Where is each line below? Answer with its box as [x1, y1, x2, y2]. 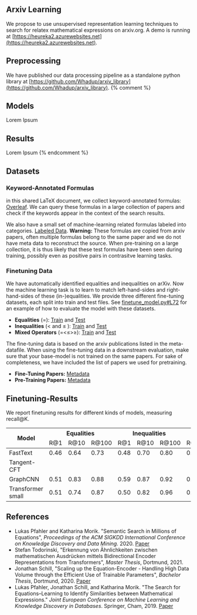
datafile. [6, 346, 26, 354]
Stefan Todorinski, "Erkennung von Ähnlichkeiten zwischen [14, 546, 158, 553]
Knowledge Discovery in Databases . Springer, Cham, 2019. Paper [14, 602, 174, 609]
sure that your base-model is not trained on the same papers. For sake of [6, 353, 183, 360]
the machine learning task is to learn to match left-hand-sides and [6, 286, 166, 293]
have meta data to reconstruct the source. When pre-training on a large [6, 239, 179, 246]
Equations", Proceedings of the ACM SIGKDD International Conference [14, 533, 186, 540]
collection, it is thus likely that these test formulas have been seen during [6, 246, 182, 253]
